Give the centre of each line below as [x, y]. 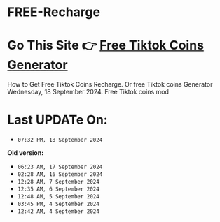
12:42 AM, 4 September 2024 [58, 212]
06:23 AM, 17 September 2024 [60, 167]
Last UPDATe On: [57, 120]
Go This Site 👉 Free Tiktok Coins [106, 45]
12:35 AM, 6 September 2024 [58, 189]
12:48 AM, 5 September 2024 [58, 197]
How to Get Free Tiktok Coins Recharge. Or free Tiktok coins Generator [110, 84]
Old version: [26, 153]
